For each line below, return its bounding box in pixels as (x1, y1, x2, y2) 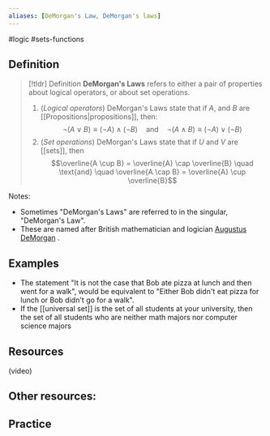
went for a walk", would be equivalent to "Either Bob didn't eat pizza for (19, 287, 259, 297)
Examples (8, 256, 59, 270)
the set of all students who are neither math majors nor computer (19, 313, 238, 323)
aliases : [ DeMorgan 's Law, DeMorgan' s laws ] (8, 11, 161, 20)
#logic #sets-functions (8, 34, 85, 44)
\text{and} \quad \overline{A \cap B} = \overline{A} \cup (58, 167, 246, 177)
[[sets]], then (40, 146, 84, 156)
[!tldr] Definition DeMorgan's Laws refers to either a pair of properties (28, 79, 263, 89)
